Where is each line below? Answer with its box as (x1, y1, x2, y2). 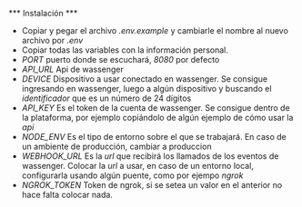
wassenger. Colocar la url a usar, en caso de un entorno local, (21, 161, 254, 171)
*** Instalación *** (8, 8, 78, 18)
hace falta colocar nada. (21, 190, 113, 200)
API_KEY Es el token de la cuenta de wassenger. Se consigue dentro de (21, 103, 290, 113)
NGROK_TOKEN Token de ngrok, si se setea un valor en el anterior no (21, 180, 283, 190)
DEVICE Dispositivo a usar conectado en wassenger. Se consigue (21, 74, 268, 84)
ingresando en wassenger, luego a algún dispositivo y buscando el (21, 84, 272, 94)
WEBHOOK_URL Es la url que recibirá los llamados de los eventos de (21, 151, 279, 162)
